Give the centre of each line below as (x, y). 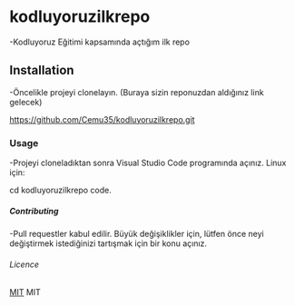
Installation (42, 70)
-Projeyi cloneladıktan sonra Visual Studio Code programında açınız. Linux (148, 163)
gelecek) (26, 102)
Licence (24, 264)
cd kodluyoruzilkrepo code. (60, 190)
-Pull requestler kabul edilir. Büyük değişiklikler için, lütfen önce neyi (137, 234)
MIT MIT (25, 292)
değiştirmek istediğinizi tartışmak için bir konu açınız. (108, 243)
